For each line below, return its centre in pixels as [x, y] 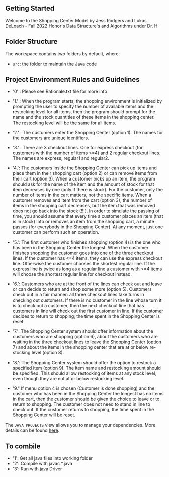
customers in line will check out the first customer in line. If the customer [88, 311]
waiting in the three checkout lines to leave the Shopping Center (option [87, 342]
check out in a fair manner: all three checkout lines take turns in [78, 295]
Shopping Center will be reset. [44, 415]
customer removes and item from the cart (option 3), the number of [82, 200]
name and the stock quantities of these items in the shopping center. [83, 117]
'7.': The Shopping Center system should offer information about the [83, 331]
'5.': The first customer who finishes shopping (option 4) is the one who [87, 242]
